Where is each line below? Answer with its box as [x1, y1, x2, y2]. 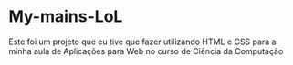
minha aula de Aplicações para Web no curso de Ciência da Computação [8, 45, 284, 56]
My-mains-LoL [8, 6, 123, 27]
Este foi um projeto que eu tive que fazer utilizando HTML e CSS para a [8, 36, 277, 47]
